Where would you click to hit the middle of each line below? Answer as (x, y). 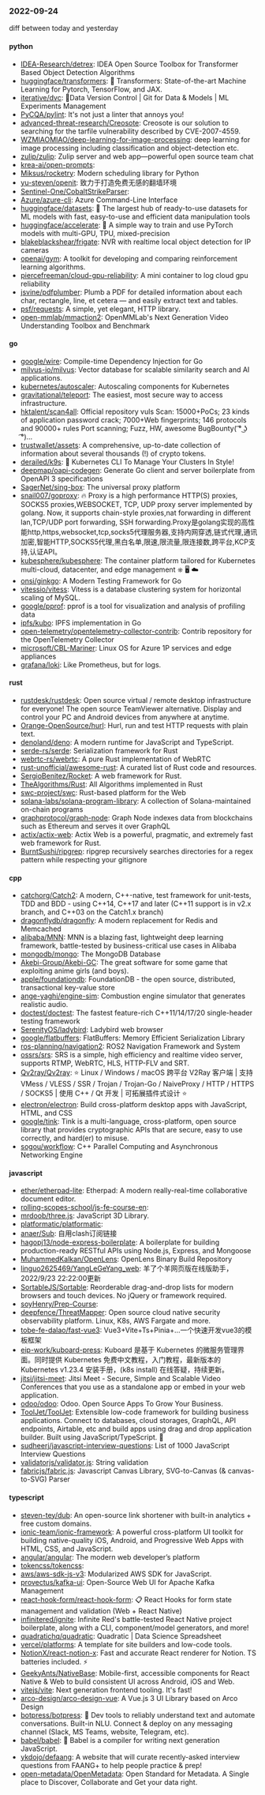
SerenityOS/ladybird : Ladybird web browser (92, 1030)
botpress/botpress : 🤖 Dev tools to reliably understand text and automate (138, 1714)
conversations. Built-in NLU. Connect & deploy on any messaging (127, 1723)
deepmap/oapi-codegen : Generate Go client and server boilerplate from (138, 470)
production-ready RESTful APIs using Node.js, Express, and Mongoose (136, 1251)
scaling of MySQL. (50, 597)
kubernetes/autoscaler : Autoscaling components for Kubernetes (125, 386)
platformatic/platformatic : (62, 1224)
